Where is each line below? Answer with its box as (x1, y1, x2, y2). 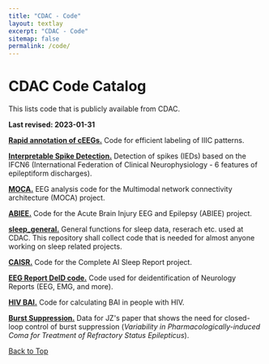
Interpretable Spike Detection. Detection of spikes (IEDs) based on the (8, 151, 247, 161)
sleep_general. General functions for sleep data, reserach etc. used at (8, 224, 244, 234)
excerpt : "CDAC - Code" (8, 27, 89, 35)
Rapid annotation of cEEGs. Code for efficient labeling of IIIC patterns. (8, 136, 245, 145)
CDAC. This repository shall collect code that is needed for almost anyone (8, 233, 255, 243)
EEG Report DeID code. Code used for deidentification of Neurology (8, 273, 237, 283)
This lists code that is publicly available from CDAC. (8, 104, 181, 114)
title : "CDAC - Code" (8, 11, 82, 20)
